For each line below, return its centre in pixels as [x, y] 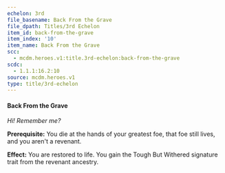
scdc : [15, 65]
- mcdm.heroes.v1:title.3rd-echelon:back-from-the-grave [97, 58]
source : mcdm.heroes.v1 [41, 77]
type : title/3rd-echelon [43, 84]
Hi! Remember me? [34, 121]
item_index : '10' [32, 39]
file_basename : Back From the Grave [60, 20]
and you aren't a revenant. [44, 141]
